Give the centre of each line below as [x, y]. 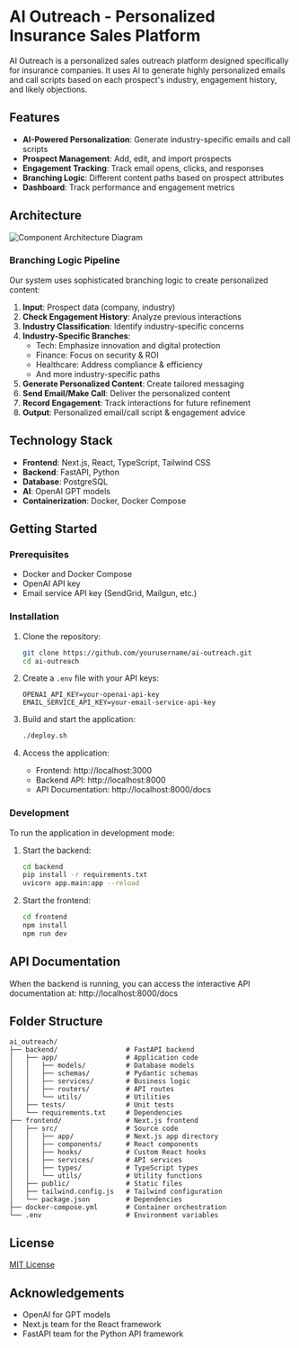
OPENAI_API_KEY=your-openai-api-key [91, 695]
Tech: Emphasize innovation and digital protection [128, 345]
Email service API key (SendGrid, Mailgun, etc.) [110, 593]
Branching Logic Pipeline [65, 260]
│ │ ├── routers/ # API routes [92, 1090]
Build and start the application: [79, 719]
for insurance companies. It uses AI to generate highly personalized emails [147, 70]
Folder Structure [56, 1022]
